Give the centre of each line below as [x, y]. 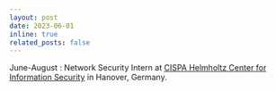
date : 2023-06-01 [42, 26]
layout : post [34, 17]
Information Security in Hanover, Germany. [89, 78]
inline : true [34, 34]
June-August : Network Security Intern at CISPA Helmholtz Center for [138, 68]
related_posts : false [50, 42]
